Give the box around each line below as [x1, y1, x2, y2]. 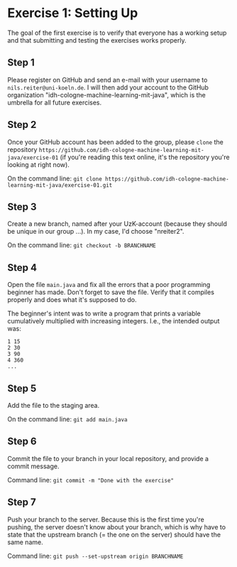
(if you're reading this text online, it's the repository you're [60, 153, 231, 161]
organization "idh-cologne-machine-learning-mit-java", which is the [7, 90, 206, 99]
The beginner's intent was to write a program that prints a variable [7, 309, 201, 318]
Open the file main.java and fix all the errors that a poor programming [7, 281, 211, 289]
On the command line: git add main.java [7, 415, 128, 423]
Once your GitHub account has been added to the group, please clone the [7, 137, 224, 146]
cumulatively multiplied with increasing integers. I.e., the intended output [7, 317, 220, 325]
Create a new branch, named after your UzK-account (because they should [7, 220, 227, 228]
